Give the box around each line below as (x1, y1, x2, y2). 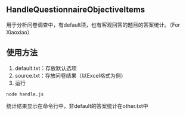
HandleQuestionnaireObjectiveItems (6, 5, 145, 15)
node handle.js (6, 91, 44, 97)
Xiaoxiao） (6, 28, 33, 36)
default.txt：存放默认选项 (14, 65, 77, 72)
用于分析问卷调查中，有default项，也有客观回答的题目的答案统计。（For (6, 21, 181, 28)
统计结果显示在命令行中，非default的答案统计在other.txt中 (6, 102, 148, 109)
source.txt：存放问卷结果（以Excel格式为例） (14, 72, 126, 79)
